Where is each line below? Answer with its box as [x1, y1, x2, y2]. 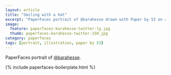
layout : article [5, 7, 40, 13]
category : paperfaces [5, 36, 51, 41]
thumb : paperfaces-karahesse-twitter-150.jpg [10, 31, 108, 36]
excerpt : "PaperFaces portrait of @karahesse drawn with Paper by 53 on [5, 17, 163, 22]
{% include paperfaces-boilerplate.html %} [5, 64, 96, 70]
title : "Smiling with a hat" [5, 12, 67, 17]
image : [5, 21, 19, 27]
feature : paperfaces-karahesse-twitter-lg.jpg [10, 26, 110, 31]
